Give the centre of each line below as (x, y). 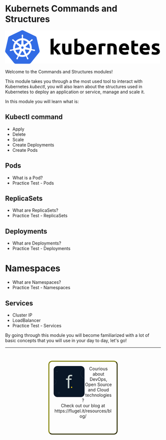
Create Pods (25, 150)
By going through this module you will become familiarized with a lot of (77, 335)
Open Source (98, 384)
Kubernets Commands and (61, 9)
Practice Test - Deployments (41, 249)
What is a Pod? (27, 178)
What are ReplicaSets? (35, 210)
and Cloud (99, 389)
